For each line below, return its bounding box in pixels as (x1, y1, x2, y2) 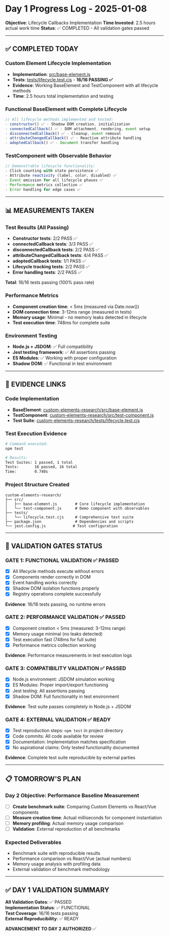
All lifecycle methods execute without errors (12, 568, 104, 574)
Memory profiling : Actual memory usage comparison (12, 820, 124, 826)
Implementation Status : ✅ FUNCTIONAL (5, 905, 91, 911)
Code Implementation (5, 395, 59, 402)
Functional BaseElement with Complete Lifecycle (5, 105, 127, 112)
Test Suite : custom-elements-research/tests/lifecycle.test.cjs (12, 417, 140, 423)
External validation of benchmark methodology (12, 867, 110, 873)
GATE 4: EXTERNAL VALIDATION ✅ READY (5, 716, 111, 723)
